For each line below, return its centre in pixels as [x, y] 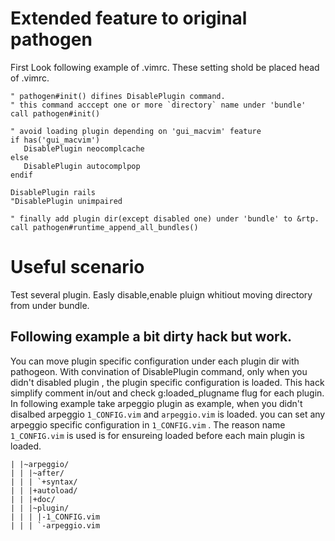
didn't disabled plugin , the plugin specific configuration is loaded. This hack [167, 382]
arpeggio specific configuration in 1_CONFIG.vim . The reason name [148, 424]
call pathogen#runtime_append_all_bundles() [104, 227]
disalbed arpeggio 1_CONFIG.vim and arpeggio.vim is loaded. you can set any [168, 414]
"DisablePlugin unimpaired [66, 201]
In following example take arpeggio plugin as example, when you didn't [156, 403]
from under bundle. [50, 305]
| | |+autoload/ [44, 490]
